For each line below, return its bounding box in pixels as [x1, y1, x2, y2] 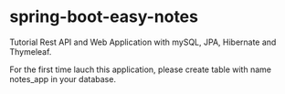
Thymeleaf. [9, 46, 52, 57]
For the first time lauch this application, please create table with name [9, 64, 272, 75]
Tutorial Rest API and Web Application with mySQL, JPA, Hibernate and [9, 37, 277, 47]
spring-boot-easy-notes [9, 6, 199, 27]
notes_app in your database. [9, 73, 117, 84]
